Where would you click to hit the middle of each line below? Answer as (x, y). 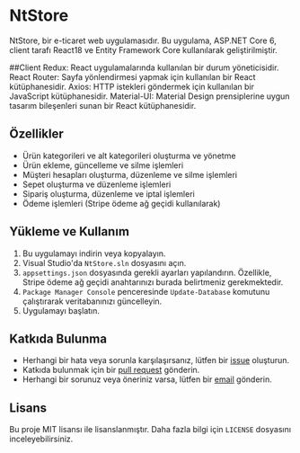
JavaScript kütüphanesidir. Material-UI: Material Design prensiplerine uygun (150, 96)
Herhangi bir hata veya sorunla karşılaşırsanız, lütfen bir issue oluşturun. (156, 360)
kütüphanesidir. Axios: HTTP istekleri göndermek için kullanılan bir (132, 86)
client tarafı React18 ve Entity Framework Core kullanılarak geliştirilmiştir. (144, 49)
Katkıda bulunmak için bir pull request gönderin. (111, 370)
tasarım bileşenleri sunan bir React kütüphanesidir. (103, 105)
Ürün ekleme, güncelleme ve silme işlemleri (103, 165)
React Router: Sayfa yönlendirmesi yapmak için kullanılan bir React (132, 76)
